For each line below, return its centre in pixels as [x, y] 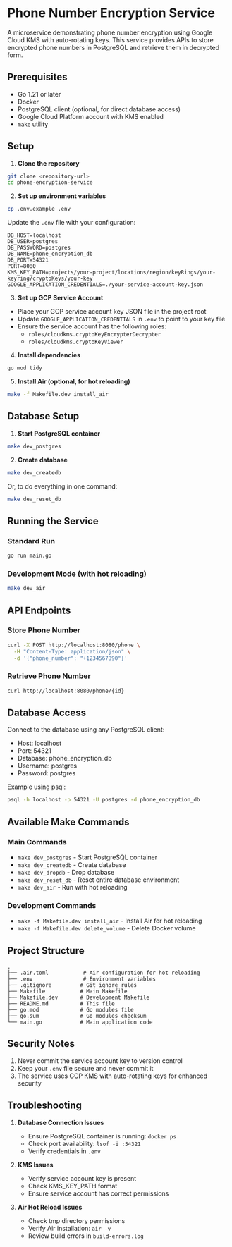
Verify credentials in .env [64, 1151]
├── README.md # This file [61, 1004]
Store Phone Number [44, 630]
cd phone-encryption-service [50, 183]
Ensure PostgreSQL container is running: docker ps [102, 1136]
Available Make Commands [68, 822]
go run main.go [30, 556]
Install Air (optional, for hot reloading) [74, 381]
